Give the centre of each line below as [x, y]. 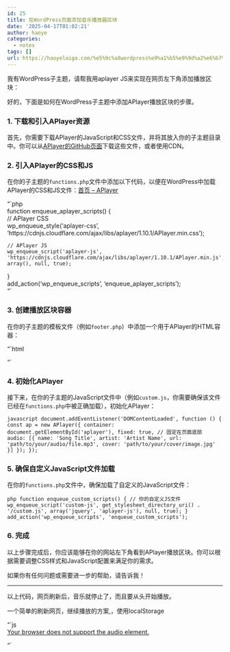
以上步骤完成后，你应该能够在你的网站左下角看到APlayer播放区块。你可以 [111, 552]
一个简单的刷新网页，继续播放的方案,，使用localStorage [86, 611]
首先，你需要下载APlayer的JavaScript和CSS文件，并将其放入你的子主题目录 [114, 137]
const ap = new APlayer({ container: [61, 425]
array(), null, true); [39, 264]
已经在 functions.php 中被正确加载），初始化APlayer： [81, 406]
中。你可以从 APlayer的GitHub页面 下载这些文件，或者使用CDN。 [98, 146]
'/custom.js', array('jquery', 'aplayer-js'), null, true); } [98, 511]
